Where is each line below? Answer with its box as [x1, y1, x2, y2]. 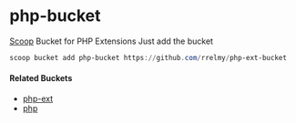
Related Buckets [9, 73, 73, 84]
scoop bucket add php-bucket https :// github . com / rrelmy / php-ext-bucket [9, 53, 287, 62]
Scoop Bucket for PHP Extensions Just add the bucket [9, 36, 214, 46]
